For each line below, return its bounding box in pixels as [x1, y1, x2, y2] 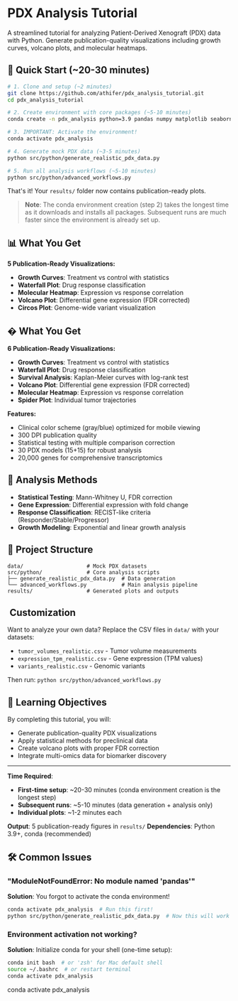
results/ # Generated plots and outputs [7, 588, 179, 595]
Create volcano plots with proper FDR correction [17, 744, 159, 752]
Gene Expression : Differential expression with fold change [17, 500, 189, 509]
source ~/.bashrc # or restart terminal [7, 965, 132, 973]
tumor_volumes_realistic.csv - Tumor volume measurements [17, 646, 197, 655]
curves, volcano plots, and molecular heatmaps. [7, 43, 147, 52]
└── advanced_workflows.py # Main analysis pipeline [7, 581, 198, 588]
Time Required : [7, 772, 53, 781]
